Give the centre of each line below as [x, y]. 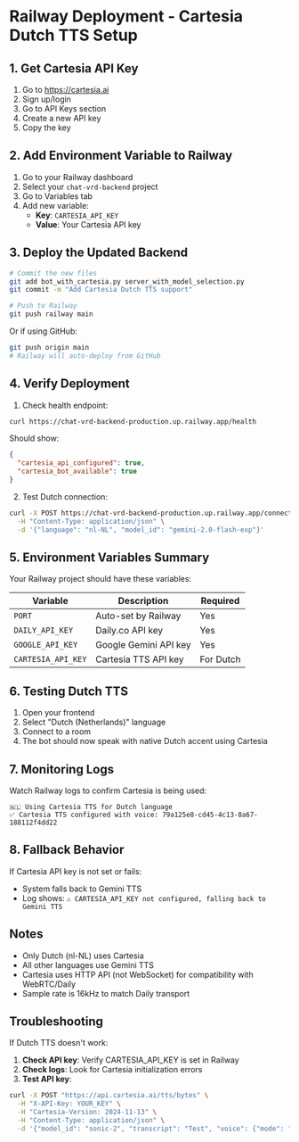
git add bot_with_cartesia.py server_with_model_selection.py [127, 281]
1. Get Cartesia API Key [74, 68]
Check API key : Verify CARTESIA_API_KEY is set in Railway [131, 1060]
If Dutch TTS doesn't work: [59, 1043]
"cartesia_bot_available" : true [77, 472]
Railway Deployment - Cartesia [126, 17]
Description [143, 601]
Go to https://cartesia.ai [65, 90]
